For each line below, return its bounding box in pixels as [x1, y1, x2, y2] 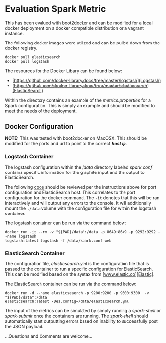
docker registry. [5, 45, 38, 51]
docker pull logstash [5, 59, 50, 64]
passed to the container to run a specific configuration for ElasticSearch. [5, 266, 153, 272]
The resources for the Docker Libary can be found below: [5, 68, 122, 74]
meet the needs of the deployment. [5, 108, 77, 114]
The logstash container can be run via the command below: [5, 220, 126, 226]
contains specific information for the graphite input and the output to [5, 170, 145, 175]
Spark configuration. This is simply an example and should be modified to [5, 102, 155, 108]
